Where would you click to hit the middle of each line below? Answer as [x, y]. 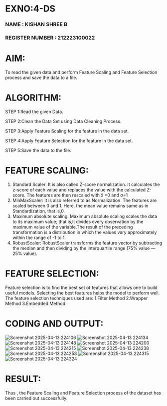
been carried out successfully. [36, 398]
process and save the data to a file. [41, 77]
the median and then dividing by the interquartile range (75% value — [84, 248]
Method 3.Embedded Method [35, 303]
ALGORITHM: [33, 98]
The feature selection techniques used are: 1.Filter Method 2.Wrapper [77, 298]
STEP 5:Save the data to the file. [38, 150]
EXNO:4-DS [30, 9]
